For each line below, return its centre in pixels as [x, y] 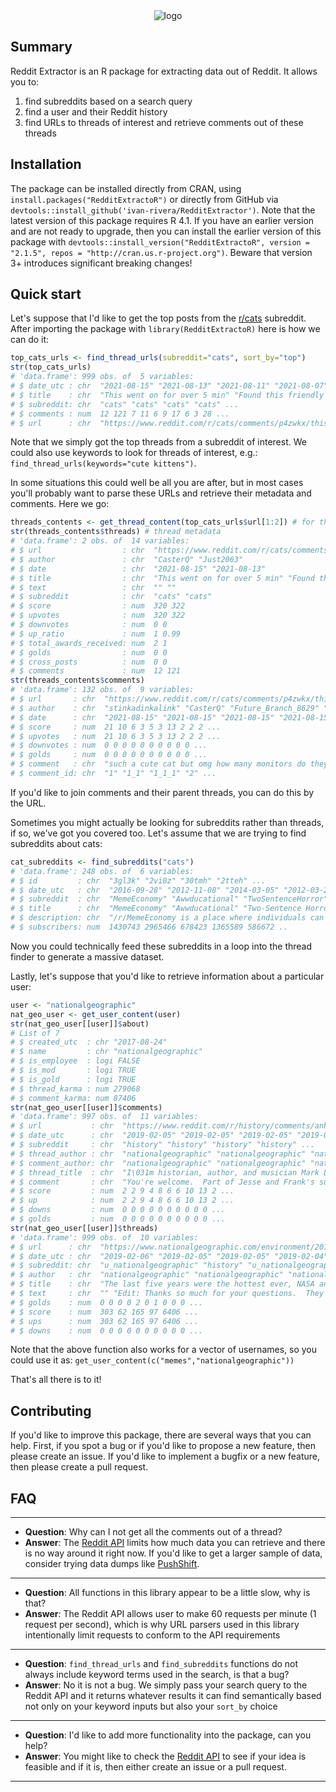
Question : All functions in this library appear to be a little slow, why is [167, 1593]
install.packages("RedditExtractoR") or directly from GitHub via [144, 199]
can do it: [30, 340]
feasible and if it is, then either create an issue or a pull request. [155, 1767]
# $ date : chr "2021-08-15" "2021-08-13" [138, 569]
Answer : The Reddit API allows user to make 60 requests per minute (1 [170, 1614]
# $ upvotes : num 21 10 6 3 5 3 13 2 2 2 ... [116, 736]
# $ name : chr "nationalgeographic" [106, 1052]
